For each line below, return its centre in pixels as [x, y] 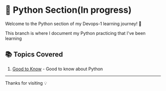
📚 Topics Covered [34, 54]
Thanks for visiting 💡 [26, 83]
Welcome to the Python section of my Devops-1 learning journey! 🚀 [73, 24]
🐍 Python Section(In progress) [68, 10]
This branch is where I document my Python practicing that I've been [75, 33]
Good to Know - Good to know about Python [58, 69]
